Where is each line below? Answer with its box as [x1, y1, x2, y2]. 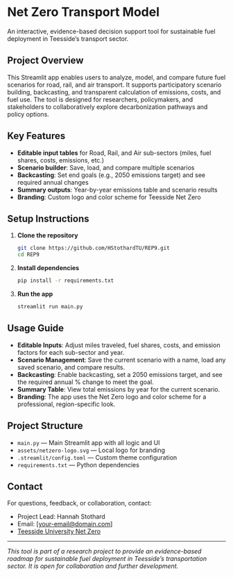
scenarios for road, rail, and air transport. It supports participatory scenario [7, 81, 222, 89]
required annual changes [17, 178, 89, 186]
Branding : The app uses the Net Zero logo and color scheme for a [17, 392, 207, 401]
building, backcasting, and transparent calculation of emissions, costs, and [7, 87, 221, 96]
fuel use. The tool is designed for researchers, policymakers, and [7, 95, 193, 103]
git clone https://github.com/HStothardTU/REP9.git [17, 244, 170, 252]
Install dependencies [17, 264, 80, 272]
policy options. [7, 110, 50, 118]
